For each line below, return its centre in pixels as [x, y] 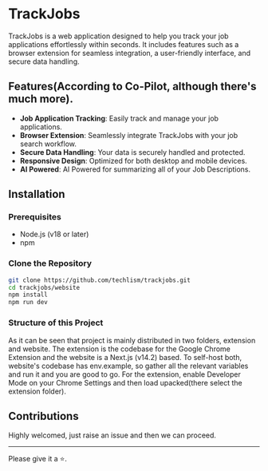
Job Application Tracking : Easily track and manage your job [119, 118]
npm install [28, 295]
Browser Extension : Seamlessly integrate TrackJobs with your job [129, 135]
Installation [37, 194]
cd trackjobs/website [44, 287]
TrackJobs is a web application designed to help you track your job [118, 36]
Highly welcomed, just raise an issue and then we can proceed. [112, 435]
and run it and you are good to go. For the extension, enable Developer [124, 374]
